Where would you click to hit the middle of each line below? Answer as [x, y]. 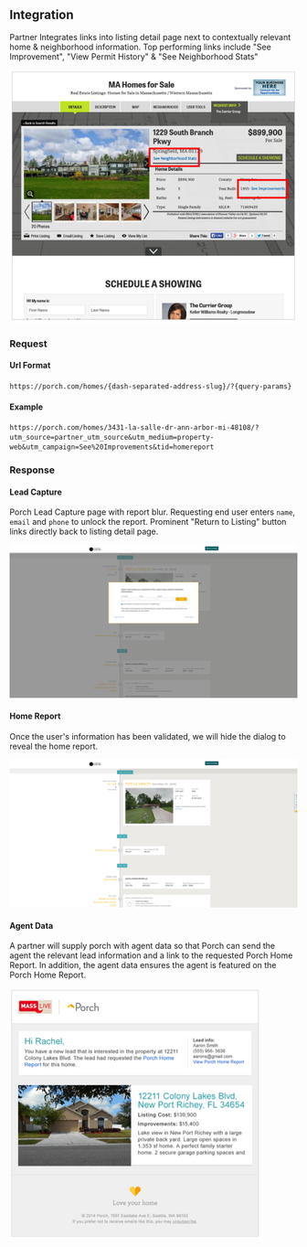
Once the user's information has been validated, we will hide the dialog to [148, 736]
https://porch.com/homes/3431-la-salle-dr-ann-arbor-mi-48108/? [134, 428]
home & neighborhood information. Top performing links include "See [140, 47]
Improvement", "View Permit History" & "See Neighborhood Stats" [134, 56]
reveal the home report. [54, 746]
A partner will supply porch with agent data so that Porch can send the [143, 946]
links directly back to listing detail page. [84, 532]
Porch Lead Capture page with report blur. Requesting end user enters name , [152, 512]
